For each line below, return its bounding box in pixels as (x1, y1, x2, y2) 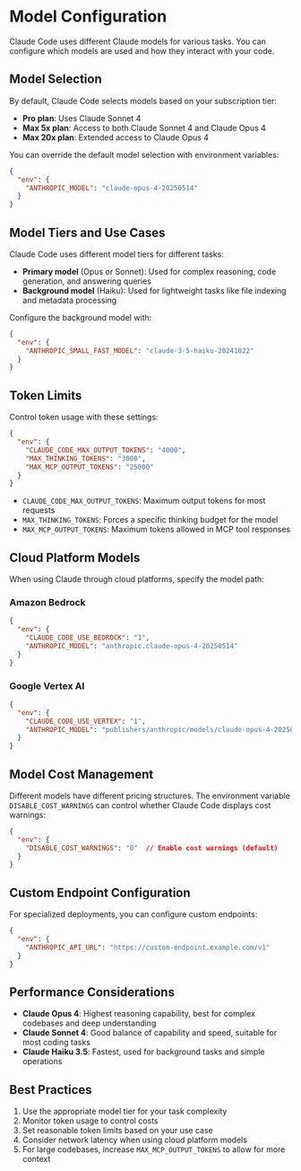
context (21, 1154, 51, 1165)
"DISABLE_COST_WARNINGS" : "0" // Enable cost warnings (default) (25, 843, 279, 852)
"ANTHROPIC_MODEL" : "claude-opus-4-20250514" (25, 183, 199, 192)
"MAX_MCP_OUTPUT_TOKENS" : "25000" (25, 462, 154, 471)
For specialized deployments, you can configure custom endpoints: (9, 909, 258, 920)
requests (21, 505, 56, 515)
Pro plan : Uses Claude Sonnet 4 (21, 112, 142, 123)
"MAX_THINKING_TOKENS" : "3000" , (25, 453, 146, 463)
